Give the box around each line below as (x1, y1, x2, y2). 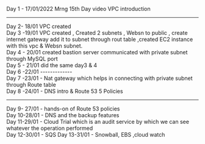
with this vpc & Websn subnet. (6, 42, 83, 49)
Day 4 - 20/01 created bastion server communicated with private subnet (6, 49, 188, 56)
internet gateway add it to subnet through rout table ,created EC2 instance (6, 36, 193, 43)
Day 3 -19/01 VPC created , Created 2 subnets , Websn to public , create (6, 29, 188, 36)
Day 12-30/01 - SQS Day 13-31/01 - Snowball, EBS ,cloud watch (6, 131, 165, 138)
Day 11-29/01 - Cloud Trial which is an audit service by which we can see (6, 118, 189, 125)
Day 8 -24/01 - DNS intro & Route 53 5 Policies (6, 88, 123, 95)
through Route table (6, 81, 57, 88)
